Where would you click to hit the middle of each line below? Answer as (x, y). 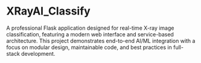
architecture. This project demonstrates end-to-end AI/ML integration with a (101, 41)
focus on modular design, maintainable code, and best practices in (89, 47)
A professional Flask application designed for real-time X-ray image (90, 28)
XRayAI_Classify (48, 11)
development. (38, 53)
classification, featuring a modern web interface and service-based (90, 34)
